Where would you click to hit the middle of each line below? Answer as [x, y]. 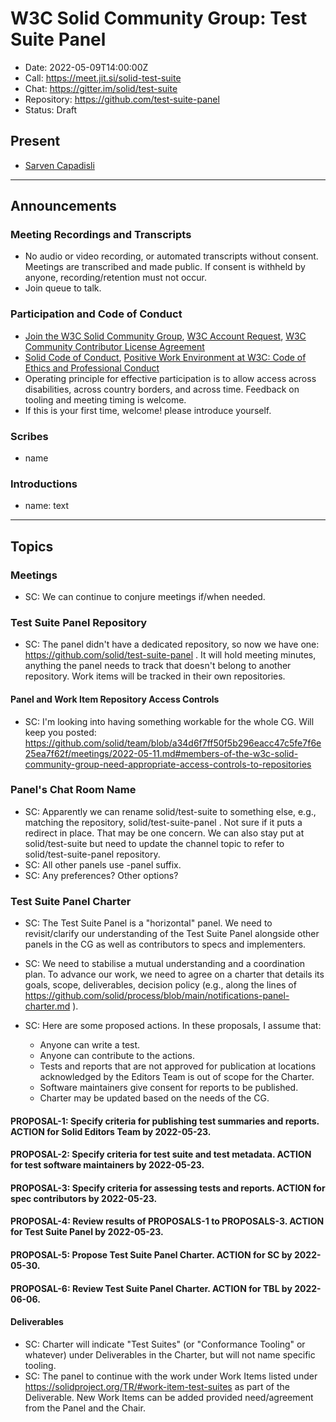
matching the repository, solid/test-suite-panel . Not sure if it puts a [163, 822]
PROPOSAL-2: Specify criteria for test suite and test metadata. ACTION [161, 1154]
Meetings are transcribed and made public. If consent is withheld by [165, 267]
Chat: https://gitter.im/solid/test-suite [101, 88]
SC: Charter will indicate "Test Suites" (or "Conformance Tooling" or [165, 1344]
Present [35, 141]
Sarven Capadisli [59, 165]
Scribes [29, 436]
